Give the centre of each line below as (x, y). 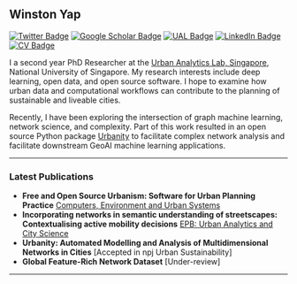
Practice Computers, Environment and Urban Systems (121, 205)
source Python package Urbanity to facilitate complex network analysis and (147, 135)
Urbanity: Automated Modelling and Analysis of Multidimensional (145, 243)
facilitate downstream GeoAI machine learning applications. (118, 145)
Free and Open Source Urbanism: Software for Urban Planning (139, 196)
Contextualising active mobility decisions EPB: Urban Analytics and (148, 224)
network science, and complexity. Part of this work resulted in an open (138, 127)
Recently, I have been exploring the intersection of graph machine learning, (146, 117)
